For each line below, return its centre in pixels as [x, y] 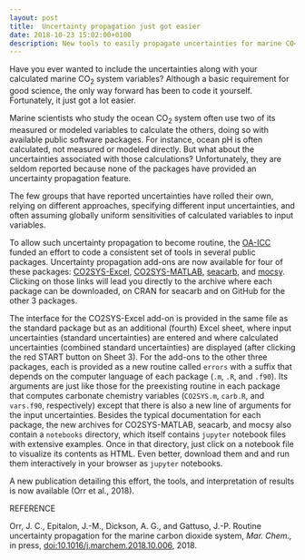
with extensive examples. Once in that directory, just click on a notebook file [152, 443]
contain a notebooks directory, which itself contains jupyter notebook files [148, 434]
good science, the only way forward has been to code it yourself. [131, 91]
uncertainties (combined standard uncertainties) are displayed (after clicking [152, 347]
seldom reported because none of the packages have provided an [133, 168]
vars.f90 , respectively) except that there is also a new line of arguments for [151, 405]
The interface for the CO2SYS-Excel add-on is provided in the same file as [149, 318]
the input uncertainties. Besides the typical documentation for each [135, 414]
